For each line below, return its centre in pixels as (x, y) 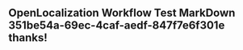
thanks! (28, 38)
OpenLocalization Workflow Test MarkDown (122, 13)
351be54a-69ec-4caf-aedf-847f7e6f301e (117, 26)
